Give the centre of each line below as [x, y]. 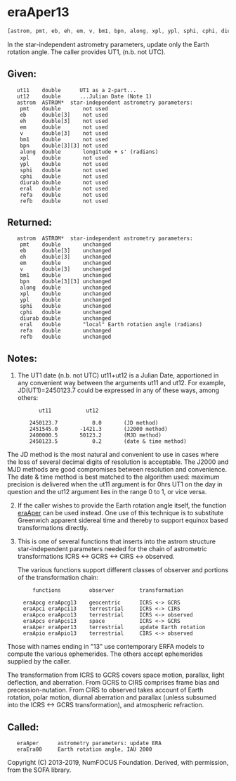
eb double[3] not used [64, 115]
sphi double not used [64, 170]
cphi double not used [64, 176]
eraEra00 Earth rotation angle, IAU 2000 [84, 749]
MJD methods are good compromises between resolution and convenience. [117, 470]
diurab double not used [64, 182]
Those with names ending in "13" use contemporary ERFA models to [106, 647]
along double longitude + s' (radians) [89, 152]
